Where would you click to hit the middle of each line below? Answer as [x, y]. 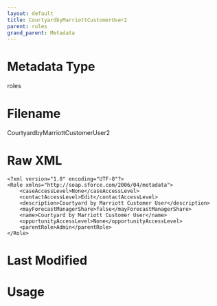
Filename [34, 114]
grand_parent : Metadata [41, 33]
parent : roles [27, 26]
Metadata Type [51, 67]
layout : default [30, 13]
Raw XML [35, 161]
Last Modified [47, 261]
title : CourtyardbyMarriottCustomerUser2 [67, 20]
